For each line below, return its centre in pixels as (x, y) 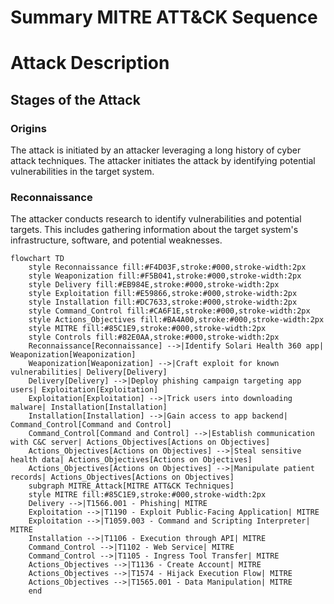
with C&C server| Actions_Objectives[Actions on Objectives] (140, 442)
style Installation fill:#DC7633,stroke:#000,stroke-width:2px (163, 302)
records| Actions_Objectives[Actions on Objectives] (122, 477)
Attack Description (90, 63)
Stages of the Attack (75, 99)
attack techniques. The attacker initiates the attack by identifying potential (163, 161)
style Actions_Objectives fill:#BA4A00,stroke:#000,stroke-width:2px (176, 320)
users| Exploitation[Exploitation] (84, 390)
